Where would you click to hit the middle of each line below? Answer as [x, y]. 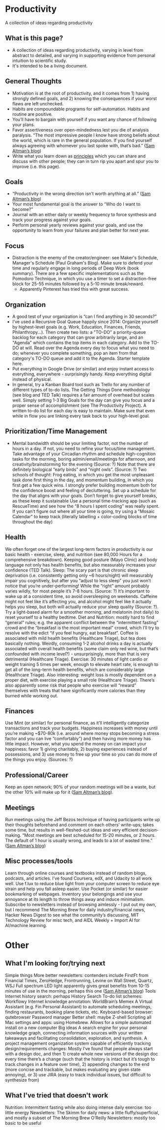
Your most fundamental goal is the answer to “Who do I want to [76, 204]
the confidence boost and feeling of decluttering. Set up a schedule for [84, 490]
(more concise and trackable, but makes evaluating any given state [73, 1069]
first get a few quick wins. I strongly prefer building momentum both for [84, 485]
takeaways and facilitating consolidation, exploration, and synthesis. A [76, 1038]
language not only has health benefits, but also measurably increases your [81, 565]
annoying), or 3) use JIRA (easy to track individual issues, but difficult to [78, 1074]
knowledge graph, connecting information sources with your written [74, 1032]
